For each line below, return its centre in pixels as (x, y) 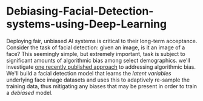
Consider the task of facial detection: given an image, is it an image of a (96, 47)
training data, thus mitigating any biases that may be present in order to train (102, 86)
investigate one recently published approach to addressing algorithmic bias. (101, 67)
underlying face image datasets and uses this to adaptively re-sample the (98, 80)
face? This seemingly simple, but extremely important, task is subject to (96, 54)
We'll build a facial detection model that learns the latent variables (89, 73)
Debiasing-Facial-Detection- (80, 11)
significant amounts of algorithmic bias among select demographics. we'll (98, 60)
